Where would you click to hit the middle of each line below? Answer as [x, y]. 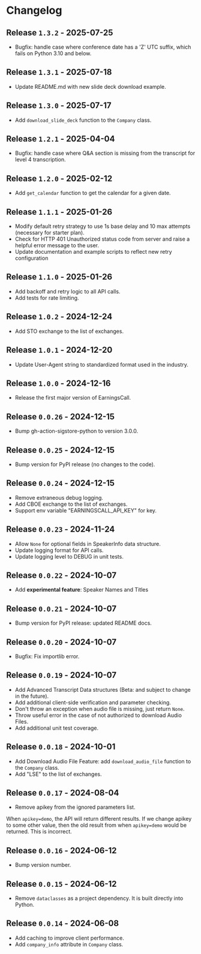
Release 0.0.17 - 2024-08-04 [63, 793]
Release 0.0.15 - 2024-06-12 [61, 883]
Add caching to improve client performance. [70, 938]
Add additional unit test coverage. [57, 728]
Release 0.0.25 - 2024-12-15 [61, 450]
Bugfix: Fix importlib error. [47, 656]
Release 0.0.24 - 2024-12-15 [61, 483]
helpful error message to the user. [57, 245]
